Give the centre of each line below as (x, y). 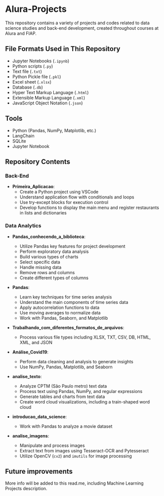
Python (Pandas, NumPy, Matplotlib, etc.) (54, 130)
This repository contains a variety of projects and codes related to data (77, 23)
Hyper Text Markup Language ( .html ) (50, 92)
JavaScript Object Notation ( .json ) (47, 103)
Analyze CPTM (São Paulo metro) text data (63, 386)
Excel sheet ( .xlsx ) (32, 82)
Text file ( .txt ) (27, 71)
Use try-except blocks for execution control (64, 202)
